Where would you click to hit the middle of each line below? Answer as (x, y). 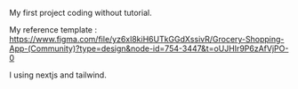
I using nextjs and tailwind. (58, 75)
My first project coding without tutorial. (81, 13)
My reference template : (53, 30)
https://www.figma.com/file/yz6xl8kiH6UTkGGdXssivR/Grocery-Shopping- (147, 39)
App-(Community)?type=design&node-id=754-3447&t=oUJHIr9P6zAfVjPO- (149, 48)
